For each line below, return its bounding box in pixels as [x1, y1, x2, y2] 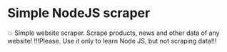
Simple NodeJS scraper [7, 5, 151, 21]
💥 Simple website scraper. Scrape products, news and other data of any [7, 28, 220, 37]
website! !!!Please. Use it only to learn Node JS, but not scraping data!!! [7, 36, 217, 45]
